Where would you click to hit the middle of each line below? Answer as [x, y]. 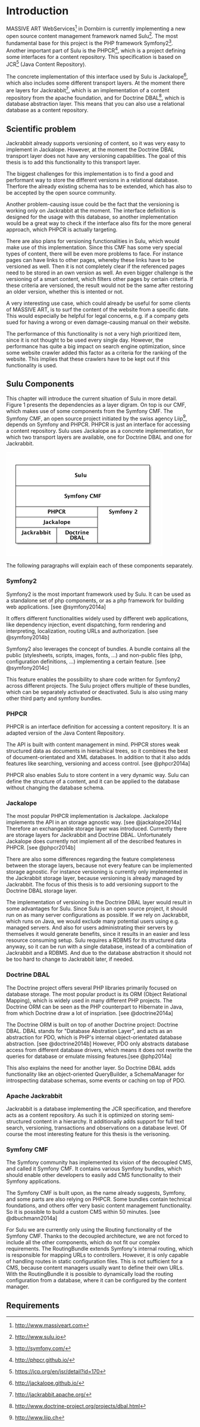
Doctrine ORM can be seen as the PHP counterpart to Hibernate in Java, [95, 1007]
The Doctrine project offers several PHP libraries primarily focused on [92, 988]
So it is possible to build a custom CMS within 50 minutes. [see [83, 1212]
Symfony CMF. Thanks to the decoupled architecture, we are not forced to [97, 1236]
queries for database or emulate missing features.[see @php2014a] [89, 1056]
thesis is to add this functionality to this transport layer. [74, 162]
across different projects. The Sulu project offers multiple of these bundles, [98, 685]
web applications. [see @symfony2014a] [56, 607]
